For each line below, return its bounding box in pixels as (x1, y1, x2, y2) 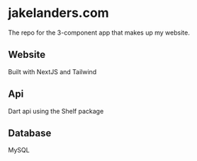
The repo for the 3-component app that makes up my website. (8, 28, 190, 37)
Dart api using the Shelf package (8, 107, 104, 115)
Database (8, 127, 52, 139)
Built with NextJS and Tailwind (8, 67, 97, 76)
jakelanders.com (8, 5, 109, 21)
